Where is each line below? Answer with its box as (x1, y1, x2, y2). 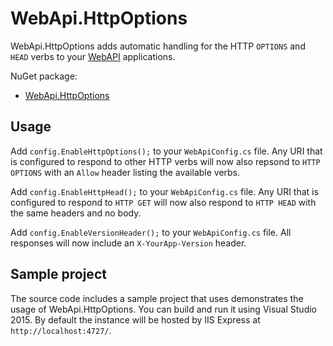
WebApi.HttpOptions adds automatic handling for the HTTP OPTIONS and (10, 40, 306, 52)
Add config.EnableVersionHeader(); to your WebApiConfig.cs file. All (10, 226, 292, 238)
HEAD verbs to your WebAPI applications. (10, 50, 176, 62)
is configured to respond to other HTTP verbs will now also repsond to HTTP (10, 155, 321, 167)
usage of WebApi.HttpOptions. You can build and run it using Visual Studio (10, 303, 317, 315)
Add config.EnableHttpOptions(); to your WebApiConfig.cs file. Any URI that (10, 145, 323, 157)
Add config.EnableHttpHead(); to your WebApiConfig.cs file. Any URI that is (10, 185, 319, 197)
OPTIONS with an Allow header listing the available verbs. (10, 166, 241, 178)
